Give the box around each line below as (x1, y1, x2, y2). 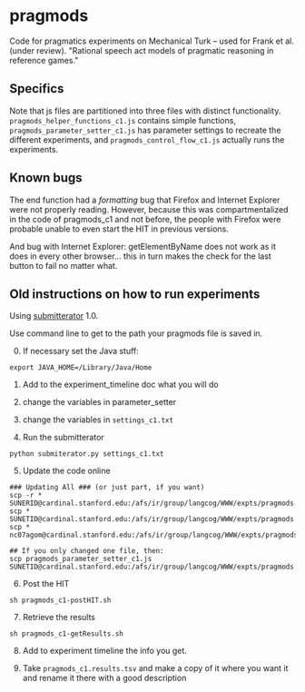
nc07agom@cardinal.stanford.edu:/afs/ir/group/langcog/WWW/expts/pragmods (9, 530, 299, 540)
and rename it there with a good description (22, 673, 187, 684)
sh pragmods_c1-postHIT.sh (9, 596, 112, 605)
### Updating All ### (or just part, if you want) (9, 483, 205, 492)
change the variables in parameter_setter (22, 397, 177, 408)
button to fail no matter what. (9, 260, 118, 271)
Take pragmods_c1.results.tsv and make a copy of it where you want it (22, 663, 289, 674)
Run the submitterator (22, 432, 104, 443)
